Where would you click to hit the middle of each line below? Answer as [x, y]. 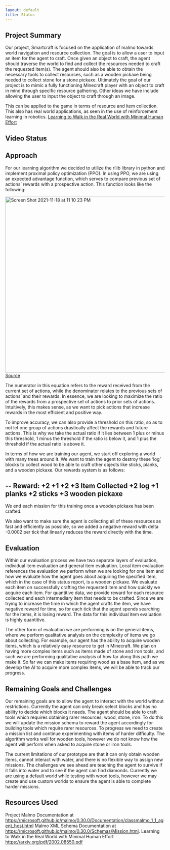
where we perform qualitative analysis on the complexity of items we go [80, 635]
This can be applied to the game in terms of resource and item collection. [81, 106]
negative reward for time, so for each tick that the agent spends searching [83, 609]
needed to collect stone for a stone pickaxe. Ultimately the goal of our [78, 80]
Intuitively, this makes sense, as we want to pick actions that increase [78, 407]
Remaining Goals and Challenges [58, 689]
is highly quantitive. [26, 620]
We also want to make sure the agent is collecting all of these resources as [83, 521]
